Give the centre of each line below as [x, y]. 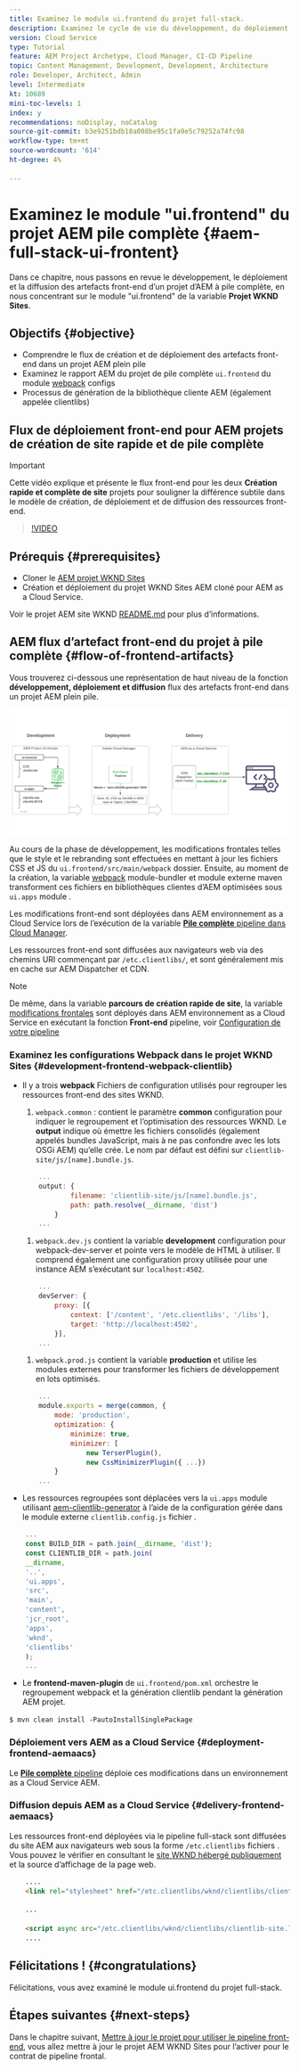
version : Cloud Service [53, 37]
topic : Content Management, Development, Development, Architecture [139, 66]
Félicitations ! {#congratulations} [103, 1966]
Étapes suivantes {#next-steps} [100, 2015]
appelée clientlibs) [56, 402]
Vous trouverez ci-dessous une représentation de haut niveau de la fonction [149, 677]
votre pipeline [34, 1031]
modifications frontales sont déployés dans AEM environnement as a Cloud [147, 1012]
